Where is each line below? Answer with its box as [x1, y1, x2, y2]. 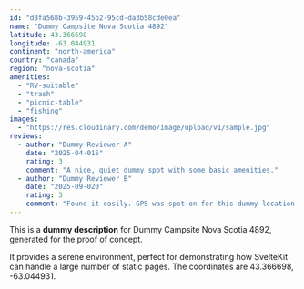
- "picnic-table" [17, 97, 84, 107]
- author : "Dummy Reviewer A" [17, 140, 132, 149]
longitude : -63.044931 [9, 38, 96, 48]
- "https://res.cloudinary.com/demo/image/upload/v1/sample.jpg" [17, 124, 271, 133]
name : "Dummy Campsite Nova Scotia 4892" [9, 22, 169, 31]
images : [9, 115, 39, 124]
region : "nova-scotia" [9, 65, 96, 74]
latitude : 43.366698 [9, 30, 88, 39]
